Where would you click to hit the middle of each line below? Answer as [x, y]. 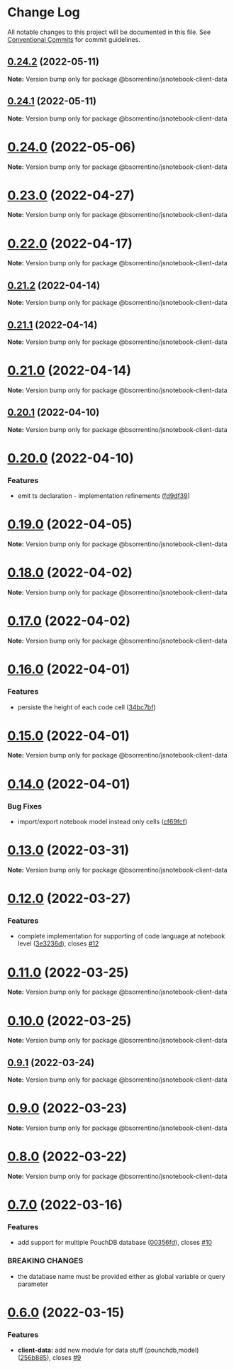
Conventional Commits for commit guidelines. [74, 39]
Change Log [44, 12]
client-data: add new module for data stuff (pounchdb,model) [108, 1350]
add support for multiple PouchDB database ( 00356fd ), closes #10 [115, 1243]
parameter [33, 1284]
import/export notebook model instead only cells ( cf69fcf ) [102, 821]
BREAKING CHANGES [45, 1261]
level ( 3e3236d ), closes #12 [58, 943]
